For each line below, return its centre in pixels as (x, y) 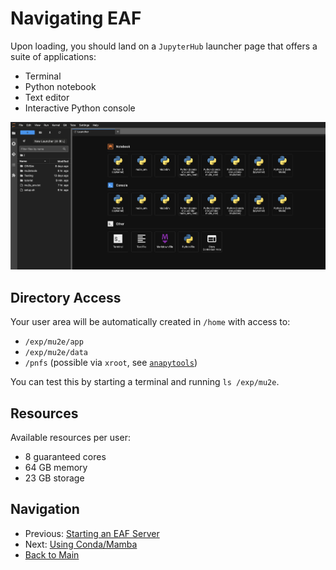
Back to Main (52, 554)
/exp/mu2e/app (54, 342)
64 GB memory (56, 468)
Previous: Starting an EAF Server (92, 533)
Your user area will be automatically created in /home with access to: (150, 322)
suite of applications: (53, 56)
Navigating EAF (76, 18)
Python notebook (60, 86)
